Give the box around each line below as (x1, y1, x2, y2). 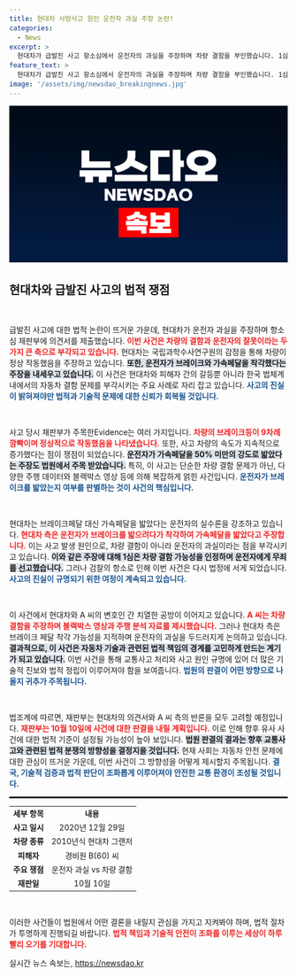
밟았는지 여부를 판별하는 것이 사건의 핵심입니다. (32, 483, 194, 493)
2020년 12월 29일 (58, 822, 126, 833)
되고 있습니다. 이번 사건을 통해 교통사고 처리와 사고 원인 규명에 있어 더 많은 (18, 654, 275, 664)
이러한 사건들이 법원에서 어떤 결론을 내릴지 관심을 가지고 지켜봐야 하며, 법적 (9, 917, 269, 927)
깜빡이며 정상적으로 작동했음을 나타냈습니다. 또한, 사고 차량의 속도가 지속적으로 (9, 438, 280, 449)
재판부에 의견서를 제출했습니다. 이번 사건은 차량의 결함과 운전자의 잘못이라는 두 (18, 336, 288, 346)
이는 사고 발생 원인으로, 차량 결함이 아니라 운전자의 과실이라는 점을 (27, 540, 257, 551)
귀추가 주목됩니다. (25, 676, 88, 686)
